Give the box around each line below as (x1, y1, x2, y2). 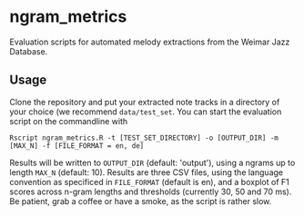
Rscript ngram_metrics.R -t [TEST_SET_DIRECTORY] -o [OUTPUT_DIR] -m (9, 133, 279, 142)
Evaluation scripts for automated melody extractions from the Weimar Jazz (9, 36, 290, 47)
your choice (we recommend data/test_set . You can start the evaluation (9, 106, 282, 117)
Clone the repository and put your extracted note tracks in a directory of (9, 96, 280, 107)
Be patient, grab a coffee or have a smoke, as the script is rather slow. (9, 195, 272, 206)
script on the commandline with (9, 115, 128, 126)
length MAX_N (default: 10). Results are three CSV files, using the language (9, 166, 284, 178)
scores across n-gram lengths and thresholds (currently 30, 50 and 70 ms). (9, 186, 292, 197)
